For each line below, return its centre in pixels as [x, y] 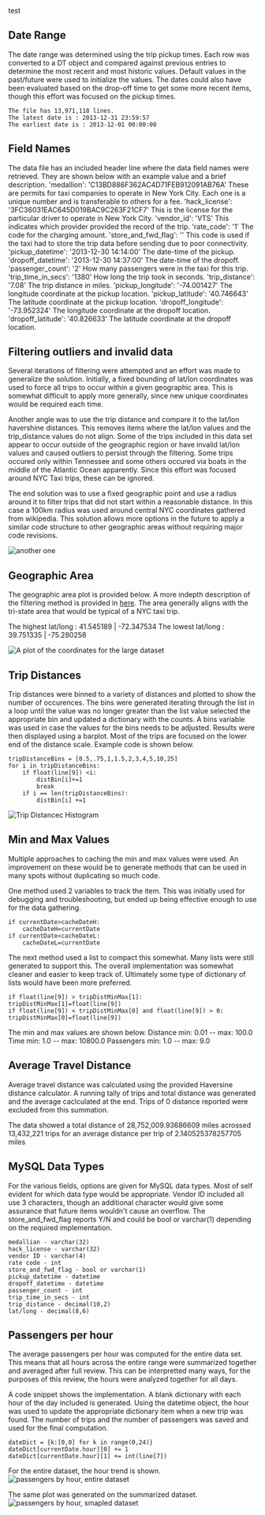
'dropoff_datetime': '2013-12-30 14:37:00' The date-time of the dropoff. [124, 260]
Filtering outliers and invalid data [91, 352]
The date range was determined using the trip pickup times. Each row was [129, 54]
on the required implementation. [60, 1227]
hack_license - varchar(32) [54, 1249]
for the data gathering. [45, 907]
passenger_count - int [45, 1290]
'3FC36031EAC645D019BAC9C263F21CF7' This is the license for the [121, 209]
